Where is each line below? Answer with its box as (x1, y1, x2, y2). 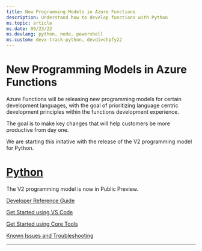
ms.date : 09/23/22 (6, 25, 52, 32)
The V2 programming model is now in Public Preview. (6, 185, 138, 193)
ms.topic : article (6, 20, 52, 26)
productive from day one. (6, 126, 69, 133)
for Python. (6, 144, 34, 151)
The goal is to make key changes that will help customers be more (6, 120, 170, 127)
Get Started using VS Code (6, 208, 73, 215)
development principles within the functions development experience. (6, 108, 179, 115)
